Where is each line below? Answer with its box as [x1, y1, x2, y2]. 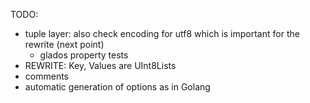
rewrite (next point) [24, 39, 105, 50]
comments [24, 70, 69, 82]
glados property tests [39, 49, 129, 61]
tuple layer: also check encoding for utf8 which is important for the [24, 28, 300, 39]
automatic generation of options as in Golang [24, 81, 211, 93]
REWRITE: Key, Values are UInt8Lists [24, 60, 177, 71]
